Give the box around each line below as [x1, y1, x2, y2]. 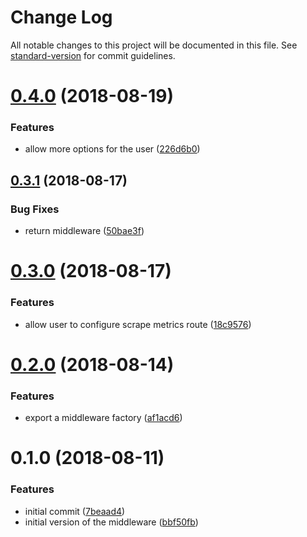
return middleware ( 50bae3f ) [24, 225, 145, 237]
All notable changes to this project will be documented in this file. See [10, 39, 298, 51]
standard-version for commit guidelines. [10, 49, 176, 61]
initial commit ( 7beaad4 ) [24, 505, 126, 517]
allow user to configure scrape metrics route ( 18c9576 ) [24, 318, 252, 330]
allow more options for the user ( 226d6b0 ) [24, 143, 201, 155]
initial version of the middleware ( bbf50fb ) [24, 516, 199, 528]
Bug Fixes [10, 202, 60, 216]
